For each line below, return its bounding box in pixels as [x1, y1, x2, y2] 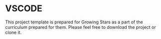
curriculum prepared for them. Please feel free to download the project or [5, 24, 156, 30]
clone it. [5, 29, 22, 35]
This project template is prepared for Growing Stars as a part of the [5, 19, 143, 25]
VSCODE [5, 3, 42, 14]
